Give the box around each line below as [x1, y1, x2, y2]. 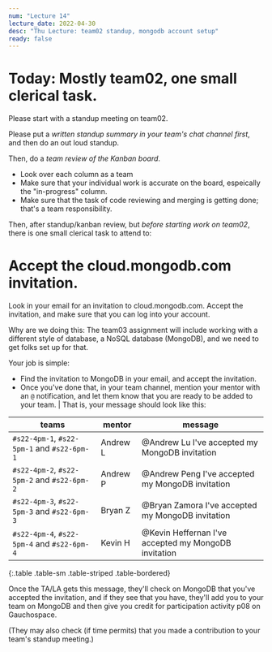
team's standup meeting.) [8, 634, 95, 644]
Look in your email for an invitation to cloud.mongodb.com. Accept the [8, 301, 244, 311]
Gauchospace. [8, 610, 57, 620]
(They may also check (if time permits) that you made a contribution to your [8, 626, 261, 636]
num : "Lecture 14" [8, 11, 70, 20]
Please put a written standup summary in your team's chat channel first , [8, 129, 251, 139]
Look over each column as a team [19, 170, 134, 179]
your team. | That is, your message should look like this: [19, 399, 206, 410]
